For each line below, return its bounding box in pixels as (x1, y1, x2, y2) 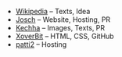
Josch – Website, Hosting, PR (15, 15, 111, 24)
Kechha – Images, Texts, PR (15, 23, 106, 32)
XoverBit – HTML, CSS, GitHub (15, 31, 115, 41)
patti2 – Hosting (15, 40, 67, 49)
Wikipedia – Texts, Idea (15, 7, 91, 16)
